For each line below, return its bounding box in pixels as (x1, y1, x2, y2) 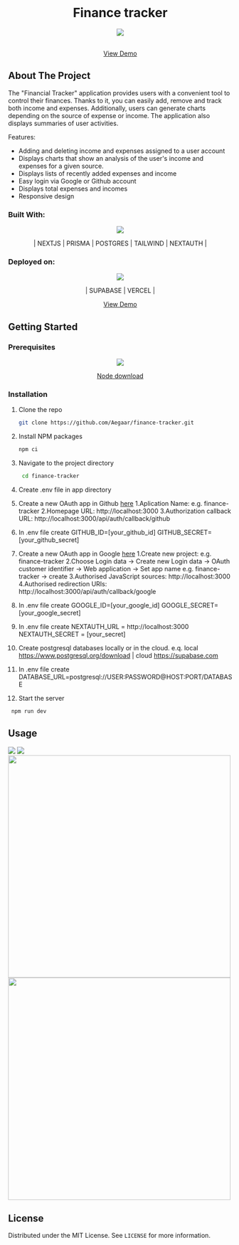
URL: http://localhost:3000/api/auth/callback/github (18, 514, 170, 523)
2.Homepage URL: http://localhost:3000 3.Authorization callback (41, 507, 232, 515)
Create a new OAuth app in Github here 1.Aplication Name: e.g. (18, 499, 203, 507)
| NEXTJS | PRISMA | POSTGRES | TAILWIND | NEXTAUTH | (33, 239, 207, 248)
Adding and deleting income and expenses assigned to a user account (18, 147, 225, 155)
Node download (96, 371, 144, 381)
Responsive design (18, 191, 75, 200)
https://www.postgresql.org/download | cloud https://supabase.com (18, 651, 219, 659)
